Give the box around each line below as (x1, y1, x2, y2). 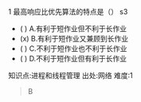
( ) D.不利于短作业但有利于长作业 (19, 54, 127, 63)
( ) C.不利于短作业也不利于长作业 (19, 44, 127, 53)
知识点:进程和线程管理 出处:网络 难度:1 (8, 71, 133, 80)
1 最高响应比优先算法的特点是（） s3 (8, 7, 128, 16)
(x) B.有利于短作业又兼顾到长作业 (19, 34, 129, 43)
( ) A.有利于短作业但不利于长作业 (19, 24, 127, 33)
